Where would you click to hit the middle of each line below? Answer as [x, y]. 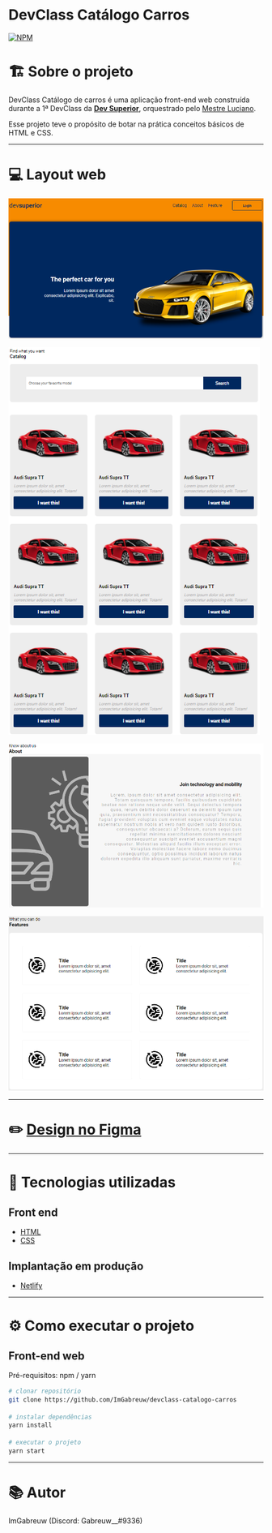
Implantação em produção [76, 1266]
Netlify [31, 1285]
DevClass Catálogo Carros [99, 15]
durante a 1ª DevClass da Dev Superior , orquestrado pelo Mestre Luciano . [132, 108]
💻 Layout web [57, 175]
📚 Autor [37, 1493]
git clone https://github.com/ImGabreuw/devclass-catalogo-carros [123, 1400]
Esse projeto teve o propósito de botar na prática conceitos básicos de [126, 124]
